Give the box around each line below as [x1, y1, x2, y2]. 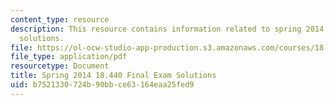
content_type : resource [10, 14, 110, 25]
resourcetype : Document [10, 61, 110, 71]
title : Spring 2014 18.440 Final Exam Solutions [10, 71, 217, 81]
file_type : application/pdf [10, 52, 128, 62]
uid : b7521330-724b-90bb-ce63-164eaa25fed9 [10, 80, 195, 90]
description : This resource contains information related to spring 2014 [10, 24, 325, 34]
